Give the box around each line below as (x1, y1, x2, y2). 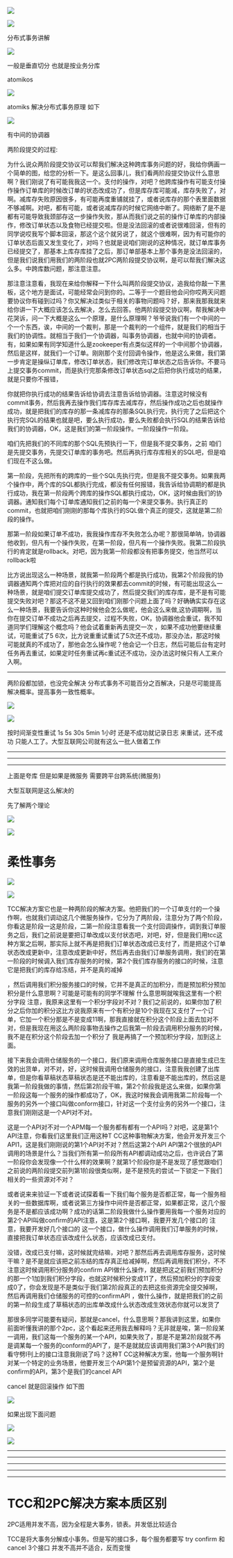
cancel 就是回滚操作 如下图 (7, 1382, 85, 1390)
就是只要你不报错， (7, 375, 62, 383)
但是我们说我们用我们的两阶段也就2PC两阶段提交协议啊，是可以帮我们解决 (7, 256, 220, 264)
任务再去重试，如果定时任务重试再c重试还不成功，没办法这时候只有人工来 (7, 649, 217, 657)
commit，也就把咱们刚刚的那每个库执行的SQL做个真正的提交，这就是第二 (7, 507, 217, 514)
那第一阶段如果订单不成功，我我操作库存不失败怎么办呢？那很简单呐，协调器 (7, 530, 226, 538)
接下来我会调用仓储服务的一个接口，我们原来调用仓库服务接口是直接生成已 (7, 1056, 220, 1064)
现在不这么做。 (12, 456, 56, 465)
